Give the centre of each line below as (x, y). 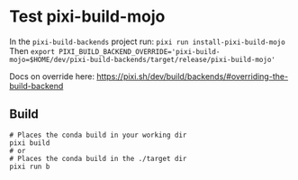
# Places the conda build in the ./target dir (98, 158)
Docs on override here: (52, 76)
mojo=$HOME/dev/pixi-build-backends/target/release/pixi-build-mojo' (143, 59)
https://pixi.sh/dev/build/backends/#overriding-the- (192, 76)
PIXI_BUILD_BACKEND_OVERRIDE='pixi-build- (139, 51)
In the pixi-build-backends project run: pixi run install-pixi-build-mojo (147, 41)
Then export (32, 50)
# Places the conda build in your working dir (98, 135)
